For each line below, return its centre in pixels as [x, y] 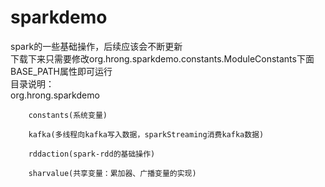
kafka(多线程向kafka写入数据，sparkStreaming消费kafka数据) [146, 134]
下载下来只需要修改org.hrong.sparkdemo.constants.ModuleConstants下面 [162, 58]
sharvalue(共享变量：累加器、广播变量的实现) [112, 173]
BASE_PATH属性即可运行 [61, 71]
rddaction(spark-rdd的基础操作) [92, 154]
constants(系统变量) [68, 115]
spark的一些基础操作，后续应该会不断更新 [96, 46]
